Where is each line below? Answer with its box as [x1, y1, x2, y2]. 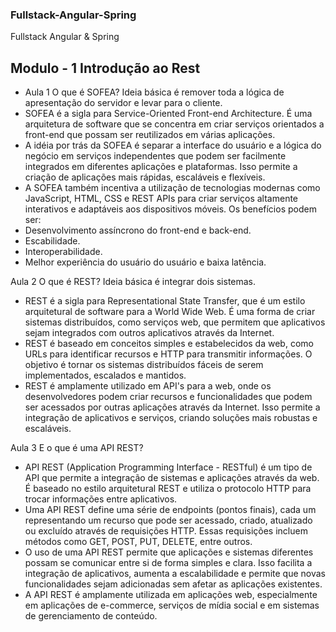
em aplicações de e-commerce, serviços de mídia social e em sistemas [24, 599, 320, 612]
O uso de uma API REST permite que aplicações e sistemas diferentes [24, 546, 314, 558]
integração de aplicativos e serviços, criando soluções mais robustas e [24, 412, 318, 424]
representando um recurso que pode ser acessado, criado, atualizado [24, 514, 313, 527]
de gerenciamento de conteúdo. [24, 610, 158, 622]
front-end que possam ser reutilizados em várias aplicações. [24, 129, 276, 141]
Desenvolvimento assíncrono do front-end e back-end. [24, 224, 252, 237]
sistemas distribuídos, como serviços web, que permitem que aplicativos [24, 316, 326, 328]
